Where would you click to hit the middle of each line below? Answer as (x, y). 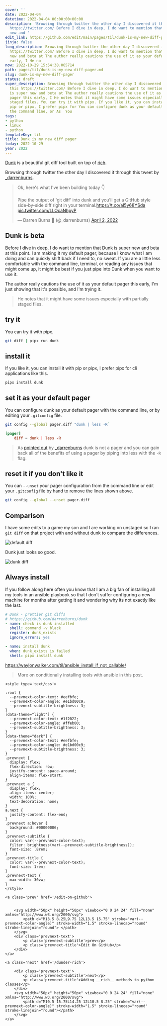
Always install (27, 577)
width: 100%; (23, 797)
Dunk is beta (25, 236)
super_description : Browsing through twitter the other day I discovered (83, 84)
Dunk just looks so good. (31, 552)
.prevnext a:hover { (27, 823)
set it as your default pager (48, 398)
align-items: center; (32, 793)
